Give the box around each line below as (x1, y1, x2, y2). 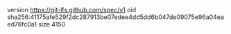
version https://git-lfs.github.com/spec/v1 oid (7, 6, 137, 14)
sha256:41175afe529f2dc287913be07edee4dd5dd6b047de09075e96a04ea (7, 13, 224, 21)
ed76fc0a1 (7, 20, 37, 28)
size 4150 (37, 20, 66, 28)
